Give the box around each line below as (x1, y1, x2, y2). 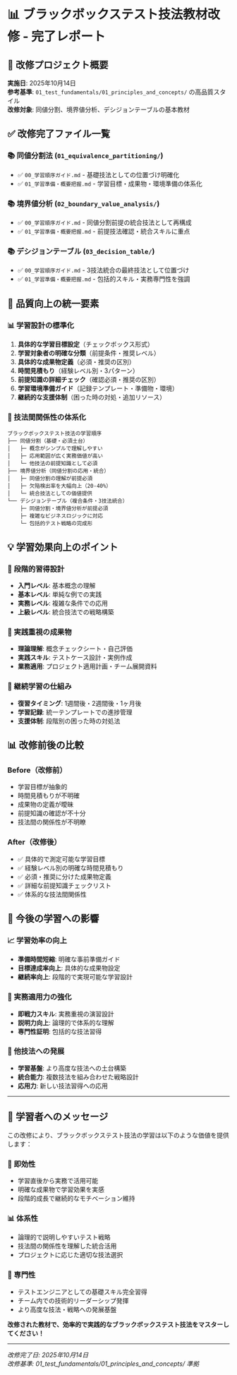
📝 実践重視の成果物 (7, 627, 72, 637)
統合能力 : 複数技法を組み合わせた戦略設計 (17, 1072, 139, 1081)
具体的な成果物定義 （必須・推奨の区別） (17, 357, 135, 366)
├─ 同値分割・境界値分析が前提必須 (20, 505, 109, 512)
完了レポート (31, 29, 106, 44)
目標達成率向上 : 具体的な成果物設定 (17, 964, 121, 973)
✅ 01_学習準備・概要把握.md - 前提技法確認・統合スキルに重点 (17, 227, 190, 235)
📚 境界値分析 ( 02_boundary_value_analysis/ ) (7, 198, 160, 208)
